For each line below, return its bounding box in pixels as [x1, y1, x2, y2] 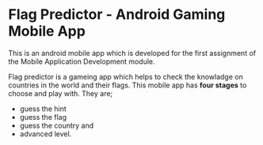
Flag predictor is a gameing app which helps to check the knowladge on [8, 72, 243, 81]
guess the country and [19, 121, 94, 130]
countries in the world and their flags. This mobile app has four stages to [8, 80, 247, 90]
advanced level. [19, 128, 72, 139]
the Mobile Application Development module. [8, 57, 156, 66]
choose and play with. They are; [8, 88, 113, 98]
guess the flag [19, 112, 67, 121]
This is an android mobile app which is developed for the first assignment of [8, 48, 256, 58]
